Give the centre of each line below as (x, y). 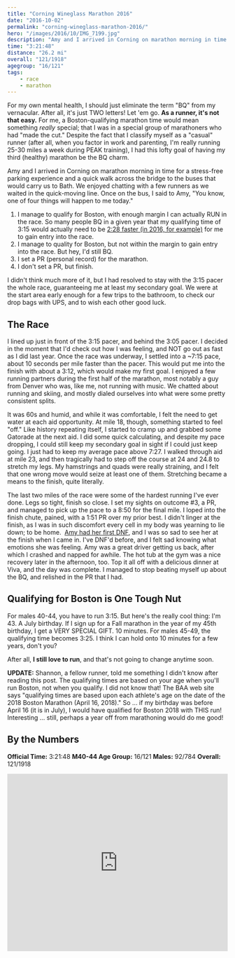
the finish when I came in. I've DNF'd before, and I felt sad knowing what (112, 540)
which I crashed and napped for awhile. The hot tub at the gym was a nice (114, 555)
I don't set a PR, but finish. (55, 266)
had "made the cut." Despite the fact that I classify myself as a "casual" (110, 135)
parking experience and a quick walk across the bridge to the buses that (112, 179)
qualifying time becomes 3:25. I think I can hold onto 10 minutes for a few (113, 638)
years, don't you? (32, 645)
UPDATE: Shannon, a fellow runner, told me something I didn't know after (113, 673)
